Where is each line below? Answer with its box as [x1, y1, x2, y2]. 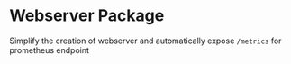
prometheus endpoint [9, 44, 90, 55]
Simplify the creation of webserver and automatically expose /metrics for [9, 35, 282, 46]
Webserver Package [9, 5, 165, 26]
